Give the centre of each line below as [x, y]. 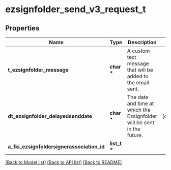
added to [138, 76]
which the [139, 110]
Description [142, 42]
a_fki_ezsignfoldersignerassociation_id [56, 147]
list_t [116, 143]
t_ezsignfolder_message [38, 70]
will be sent [140, 123]
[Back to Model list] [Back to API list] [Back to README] [64, 162]
